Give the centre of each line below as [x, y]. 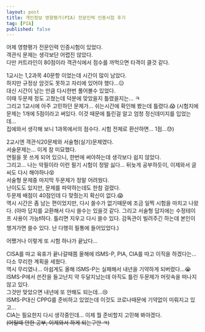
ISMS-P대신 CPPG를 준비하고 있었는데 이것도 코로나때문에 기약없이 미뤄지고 [98, 300]
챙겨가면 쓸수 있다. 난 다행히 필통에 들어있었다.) [63, 228]
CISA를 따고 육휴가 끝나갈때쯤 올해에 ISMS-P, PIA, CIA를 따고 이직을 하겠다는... [102, 254]
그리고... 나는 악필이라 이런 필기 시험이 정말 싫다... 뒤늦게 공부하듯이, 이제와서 [98, 165]
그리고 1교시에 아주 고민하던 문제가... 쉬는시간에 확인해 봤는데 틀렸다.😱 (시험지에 [102, 106]
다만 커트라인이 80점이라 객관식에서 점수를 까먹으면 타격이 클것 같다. [88, 62]
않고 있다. [18, 284]
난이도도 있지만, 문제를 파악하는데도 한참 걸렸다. [64, 188]
